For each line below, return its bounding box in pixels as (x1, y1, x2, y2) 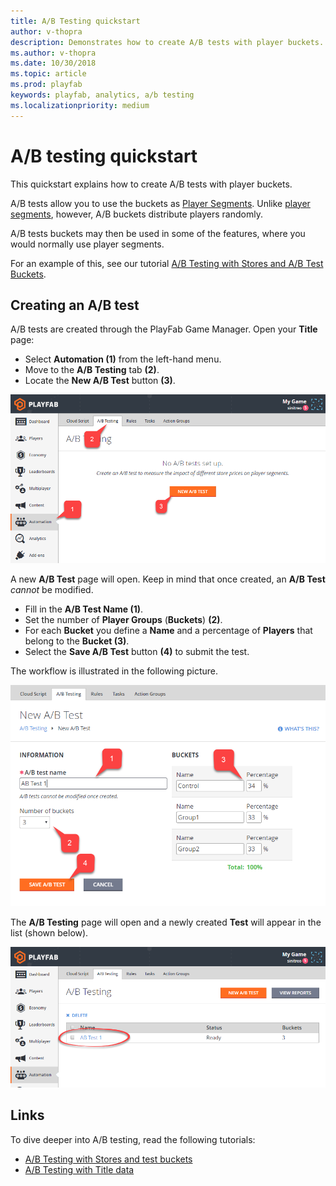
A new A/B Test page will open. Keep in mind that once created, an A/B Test (10, 573, 326, 585)
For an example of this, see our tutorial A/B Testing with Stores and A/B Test (10, 257, 324, 269)
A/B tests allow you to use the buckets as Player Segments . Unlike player (10, 197, 311, 209)
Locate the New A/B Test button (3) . (24, 375, 176, 387)
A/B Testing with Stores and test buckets (24, 1153, 193, 1165)
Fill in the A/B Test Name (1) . (24, 603, 144, 615)
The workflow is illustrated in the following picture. (10, 665, 219, 677)
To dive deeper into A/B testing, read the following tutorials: (10, 1133, 256, 1145)
